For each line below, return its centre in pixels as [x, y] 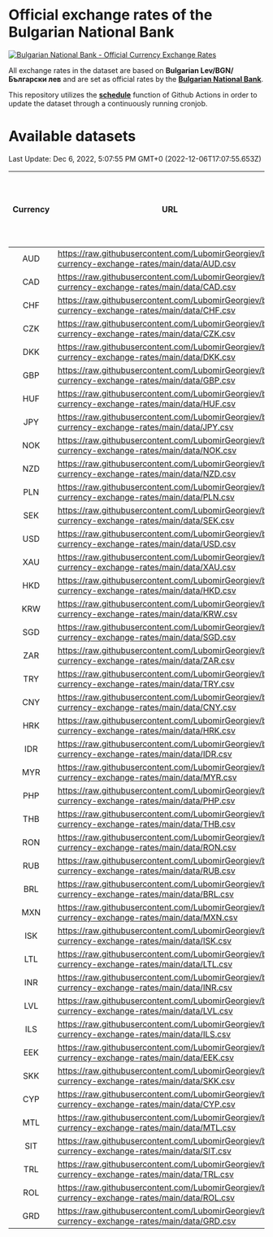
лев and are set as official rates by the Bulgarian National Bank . [156, 79]
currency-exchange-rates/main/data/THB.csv [146, 824]
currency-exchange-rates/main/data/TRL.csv [145, 1174]
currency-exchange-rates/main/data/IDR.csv [145, 754]
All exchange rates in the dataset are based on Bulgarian [104, 70]
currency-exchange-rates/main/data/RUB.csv [146, 871]
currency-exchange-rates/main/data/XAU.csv [147, 567]
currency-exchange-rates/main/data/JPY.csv [145, 426]
